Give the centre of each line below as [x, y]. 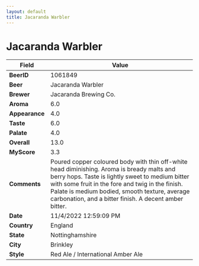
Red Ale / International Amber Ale [97, 254]
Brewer [20, 94]
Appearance [27, 114]
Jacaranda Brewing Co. [83, 94]
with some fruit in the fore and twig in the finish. [116, 184]
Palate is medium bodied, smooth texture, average [120, 191]
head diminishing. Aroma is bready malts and [113, 169]
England [62, 226]
